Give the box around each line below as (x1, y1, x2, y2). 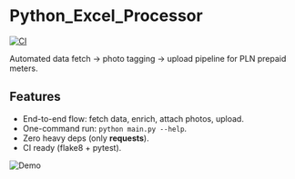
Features (9, 89, 61, 104)
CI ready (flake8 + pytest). (22, 142, 122, 153)
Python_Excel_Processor (9, 5, 203, 26)
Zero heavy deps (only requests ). (22, 133, 149, 144)
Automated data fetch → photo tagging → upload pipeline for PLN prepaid (9, 53, 287, 64)
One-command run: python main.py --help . (22, 123, 188, 134)
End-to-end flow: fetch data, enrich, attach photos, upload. (22, 113, 244, 124)
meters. (9, 63, 38, 74)
